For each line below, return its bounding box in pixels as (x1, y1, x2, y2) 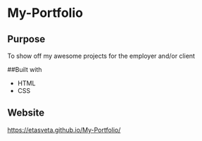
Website (7, 107, 44, 119)
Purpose (7, 33, 46, 45)
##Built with (7, 66, 42, 73)
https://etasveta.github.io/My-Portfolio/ (7, 125, 121, 134)
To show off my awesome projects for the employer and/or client (7, 51, 196, 60)
